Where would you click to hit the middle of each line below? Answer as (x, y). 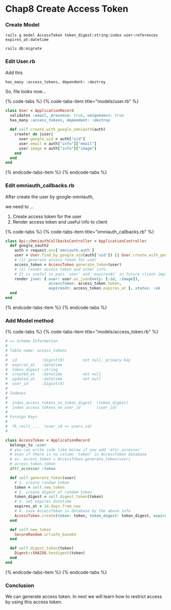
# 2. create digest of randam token (53, 492)
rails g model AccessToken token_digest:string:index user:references (82, 35)
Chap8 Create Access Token (67, 9)
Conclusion (20, 585)
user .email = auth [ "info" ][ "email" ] (58, 144)
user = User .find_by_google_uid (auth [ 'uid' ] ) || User (73, 255)
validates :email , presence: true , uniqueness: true (67, 115)
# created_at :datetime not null (53, 374)
